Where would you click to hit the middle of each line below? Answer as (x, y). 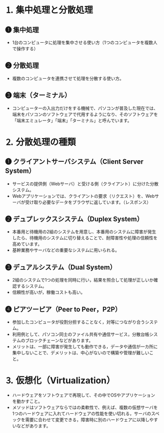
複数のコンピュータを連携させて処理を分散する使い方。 (68, 78)
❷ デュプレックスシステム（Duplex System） (74, 219)
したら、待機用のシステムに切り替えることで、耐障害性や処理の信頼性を (85, 238)
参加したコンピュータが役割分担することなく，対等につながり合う (79, 322)
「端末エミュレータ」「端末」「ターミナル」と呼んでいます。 (72, 120)
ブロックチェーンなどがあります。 (59, 341)
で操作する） (25, 49)
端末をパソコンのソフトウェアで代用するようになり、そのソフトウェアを (85, 114)
